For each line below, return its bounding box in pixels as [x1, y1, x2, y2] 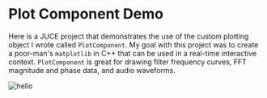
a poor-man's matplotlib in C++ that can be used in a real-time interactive [8, 48, 257, 58]
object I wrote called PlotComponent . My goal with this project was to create [8, 39, 259, 49]
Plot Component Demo [8, 5, 164, 23]
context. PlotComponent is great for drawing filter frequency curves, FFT [8, 57, 247, 67]
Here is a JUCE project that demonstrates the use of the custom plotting [8, 31, 249, 41]
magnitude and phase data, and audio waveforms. [8, 65, 176, 75]
